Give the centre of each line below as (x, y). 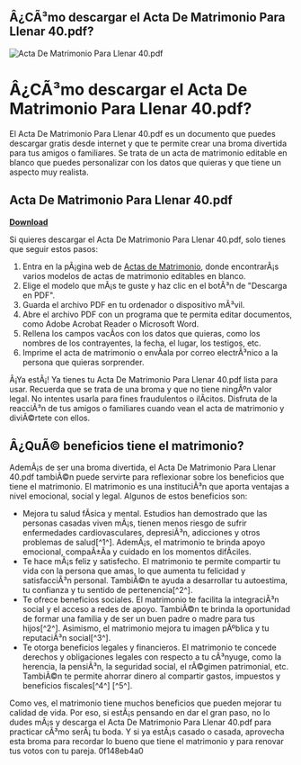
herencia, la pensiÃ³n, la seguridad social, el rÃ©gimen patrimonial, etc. (155, 667)
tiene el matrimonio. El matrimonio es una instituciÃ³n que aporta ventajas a (149, 487)
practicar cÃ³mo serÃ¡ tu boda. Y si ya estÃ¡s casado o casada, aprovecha (147, 732)
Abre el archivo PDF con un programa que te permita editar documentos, (157, 314)
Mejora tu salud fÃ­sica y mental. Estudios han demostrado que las (145, 514)
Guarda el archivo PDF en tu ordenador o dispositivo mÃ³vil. (133, 304)
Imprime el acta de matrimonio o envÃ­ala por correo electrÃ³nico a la (150, 352)
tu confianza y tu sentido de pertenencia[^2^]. (107, 590)
